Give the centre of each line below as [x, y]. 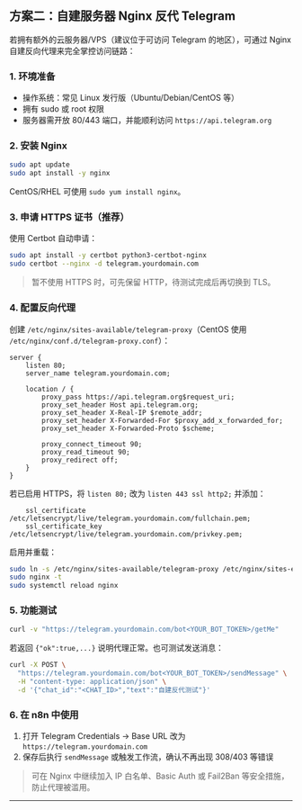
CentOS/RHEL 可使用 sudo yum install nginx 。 [98, 192]
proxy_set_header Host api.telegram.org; [120, 405]
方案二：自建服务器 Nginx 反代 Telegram [123, 16]
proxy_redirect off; [80, 460]
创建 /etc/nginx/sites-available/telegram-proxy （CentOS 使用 [128, 329]
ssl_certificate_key [64, 526]
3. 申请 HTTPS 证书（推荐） [70, 217]
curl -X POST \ [38, 665]
